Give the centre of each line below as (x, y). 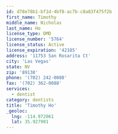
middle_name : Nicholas (34, 23)
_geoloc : (17, 111)
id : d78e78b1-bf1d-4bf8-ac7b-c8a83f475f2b (59, 12)
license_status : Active (35, 45)
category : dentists (30, 100)
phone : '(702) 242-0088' (37, 78)
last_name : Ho (24, 28)
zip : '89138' (22, 72)
